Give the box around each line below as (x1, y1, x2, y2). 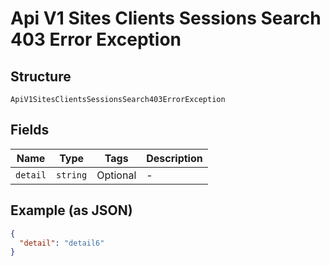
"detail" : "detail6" (19, 238, 105, 248)
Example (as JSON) (10, 202, 133, 219)
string (56, 169, 88, 181)
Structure (10, 68, 72, 85)
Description (146, 151, 203, 165)
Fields (10, 122, 50, 139)
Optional (96, 168, 137, 182)
